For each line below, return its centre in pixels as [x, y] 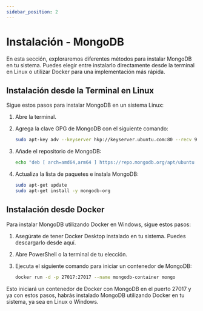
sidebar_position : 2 [32, 12]
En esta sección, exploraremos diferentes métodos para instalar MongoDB [99, 59]
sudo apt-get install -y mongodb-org [63, 191]
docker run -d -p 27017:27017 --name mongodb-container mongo [95, 277]
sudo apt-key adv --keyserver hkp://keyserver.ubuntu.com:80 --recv [103, 140]
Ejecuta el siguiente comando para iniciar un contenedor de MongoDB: [103, 266]
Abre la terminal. [35, 117]
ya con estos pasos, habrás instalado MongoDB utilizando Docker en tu [95, 295]
